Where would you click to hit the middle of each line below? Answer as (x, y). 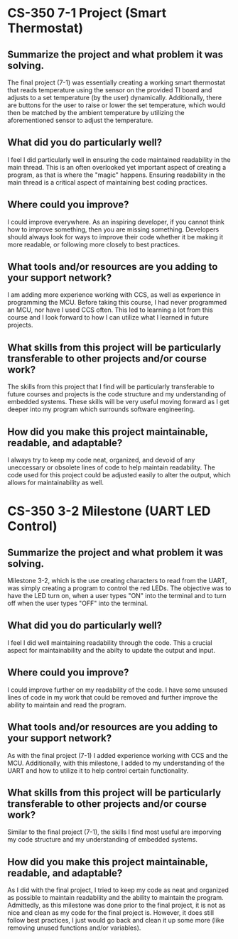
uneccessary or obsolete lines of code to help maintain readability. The (111, 467)
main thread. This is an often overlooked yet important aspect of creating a (117, 167)
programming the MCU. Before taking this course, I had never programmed (117, 303)
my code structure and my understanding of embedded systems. (102, 840)
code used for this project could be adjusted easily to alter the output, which (119, 475)
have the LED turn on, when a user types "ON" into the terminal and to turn (117, 596)
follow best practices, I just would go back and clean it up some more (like (116, 921)
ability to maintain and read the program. (67, 705)
